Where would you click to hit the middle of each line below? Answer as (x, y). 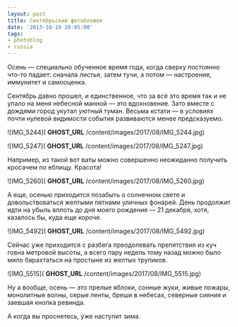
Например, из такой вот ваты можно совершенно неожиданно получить (118, 160)
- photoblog (25, 40)
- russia (20, 47)
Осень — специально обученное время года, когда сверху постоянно (114, 67)
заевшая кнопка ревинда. (46, 303)
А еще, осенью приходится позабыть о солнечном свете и (96, 195)
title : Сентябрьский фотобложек (55, 21)
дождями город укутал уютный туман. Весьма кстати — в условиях (110, 111)
